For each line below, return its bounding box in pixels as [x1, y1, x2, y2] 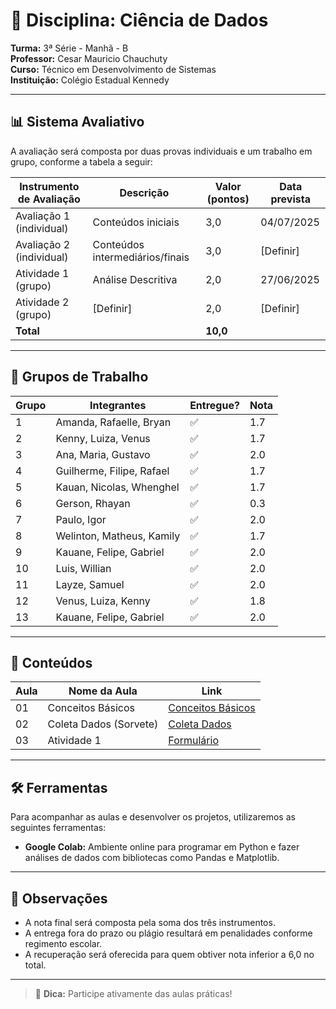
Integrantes [89, 398, 147, 412]
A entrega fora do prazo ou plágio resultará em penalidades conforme [24, 927, 313, 939]
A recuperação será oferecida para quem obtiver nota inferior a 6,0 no [24, 949, 315, 960]
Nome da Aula [68, 684, 138, 698]
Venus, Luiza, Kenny [55, 594, 151, 608]
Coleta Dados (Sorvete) [47, 717, 159, 731]
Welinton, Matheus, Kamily [55, 529, 181, 543]
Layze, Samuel [55, 577, 125, 591]
